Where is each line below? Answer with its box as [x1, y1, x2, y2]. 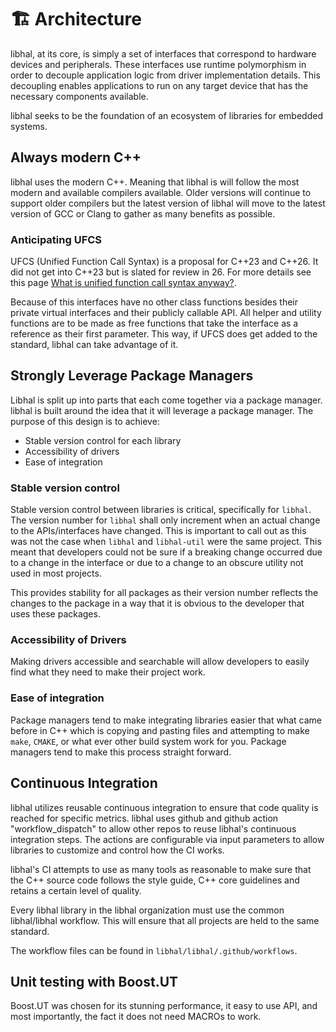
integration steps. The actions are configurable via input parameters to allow [10, 833, 325, 845]
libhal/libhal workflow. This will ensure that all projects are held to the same [10, 914, 320, 926]
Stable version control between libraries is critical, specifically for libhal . [10, 504, 312, 516]
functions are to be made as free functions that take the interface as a [10, 317, 299, 330]
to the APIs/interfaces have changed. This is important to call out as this [10, 525, 307, 537]
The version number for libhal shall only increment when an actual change [10, 514, 321, 526]
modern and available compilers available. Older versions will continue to [10, 186, 312, 198]
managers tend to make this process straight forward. [10, 746, 232, 758]
